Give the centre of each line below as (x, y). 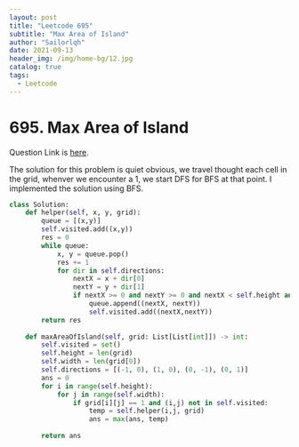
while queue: (65, 245)
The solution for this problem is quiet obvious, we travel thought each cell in (148, 169)
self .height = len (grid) (87, 353)
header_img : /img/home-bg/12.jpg (71, 59)
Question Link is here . (49, 152)
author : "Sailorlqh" (48, 42)
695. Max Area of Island (99, 128)
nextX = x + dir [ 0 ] (109, 279)
